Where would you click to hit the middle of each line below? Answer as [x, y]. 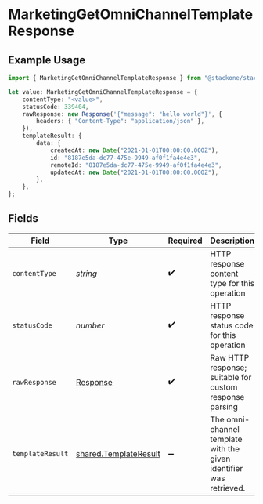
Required [185, 241]
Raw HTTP [230, 357]
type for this [232, 283]
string [86, 274]
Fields [23, 218]
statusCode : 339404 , [56, 107]
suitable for [231, 377]
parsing [224, 407]
